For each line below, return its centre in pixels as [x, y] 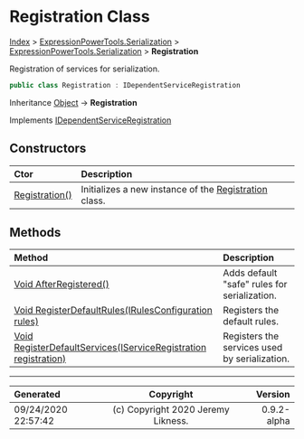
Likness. [171, 421]
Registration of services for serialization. [85, 69]
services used [253, 348]
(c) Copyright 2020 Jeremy [171, 410]
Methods [35, 233]
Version [273, 395]
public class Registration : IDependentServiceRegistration [125, 85]
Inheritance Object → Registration [73, 102]
